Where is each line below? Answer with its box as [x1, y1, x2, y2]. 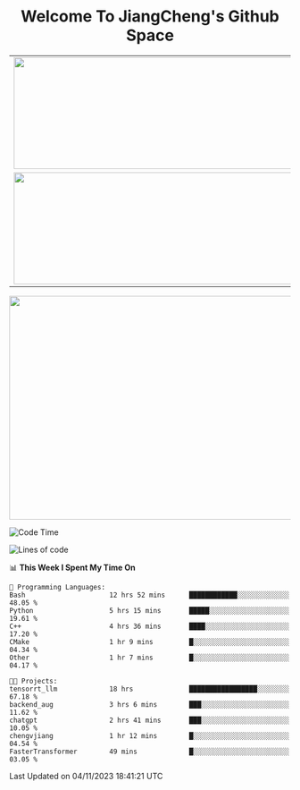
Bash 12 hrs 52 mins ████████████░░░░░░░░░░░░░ [9, 590, 290, 599]
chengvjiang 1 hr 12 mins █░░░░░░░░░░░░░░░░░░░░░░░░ [9, 731, 290, 740]
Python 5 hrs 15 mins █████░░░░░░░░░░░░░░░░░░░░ [9, 606, 290, 615]
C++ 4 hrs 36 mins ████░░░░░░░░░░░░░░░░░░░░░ [9, 622, 290, 631]
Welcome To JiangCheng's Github [21, 6, 279, 27]
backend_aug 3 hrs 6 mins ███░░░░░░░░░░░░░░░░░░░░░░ [9, 700, 290, 709]
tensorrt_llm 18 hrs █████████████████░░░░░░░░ [9, 684, 290, 693]
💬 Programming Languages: [9, 582, 105, 591]
